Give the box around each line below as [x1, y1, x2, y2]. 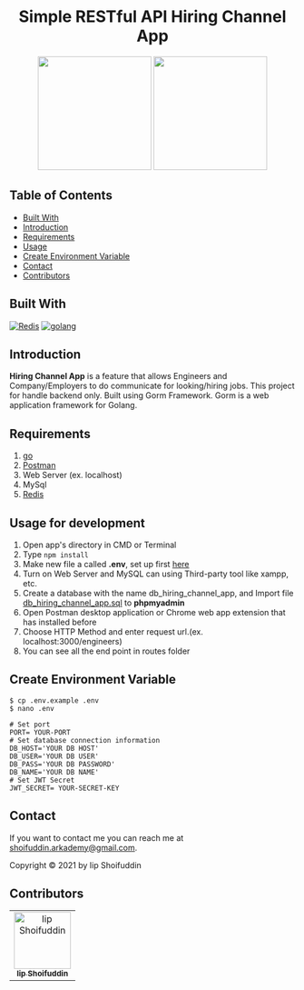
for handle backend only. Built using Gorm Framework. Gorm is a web [9, 390, 270, 401]
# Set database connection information [9, 735, 161, 745]
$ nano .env [9, 704, 54, 713]
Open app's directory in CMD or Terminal [22, 539, 177, 550]
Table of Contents [9, 188, 113, 204]
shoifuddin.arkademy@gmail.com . [9, 842, 138, 853]
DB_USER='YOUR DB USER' [9, 752, 100, 761]
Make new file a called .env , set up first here [22, 559, 190, 569]
